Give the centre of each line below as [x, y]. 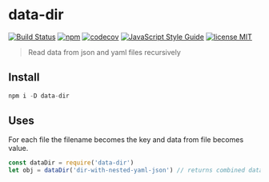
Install [24, 77]
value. [18, 148]
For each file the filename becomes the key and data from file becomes [126, 140]
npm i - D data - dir [39, 96]
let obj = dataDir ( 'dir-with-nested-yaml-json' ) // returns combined [127, 170]
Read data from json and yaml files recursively [104, 52]
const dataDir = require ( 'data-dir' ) [71, 163]
